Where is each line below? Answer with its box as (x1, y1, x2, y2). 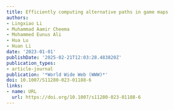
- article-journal (6, 65, 53, 72)
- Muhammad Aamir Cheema (6, 26, 70, 32)
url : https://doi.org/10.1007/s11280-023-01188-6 (12, 94, 141, 100)
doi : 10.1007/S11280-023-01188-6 (6, 77, 92, 83)
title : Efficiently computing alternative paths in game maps (6, 9, 168, 15)
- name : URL (6, 89, 37, 95)
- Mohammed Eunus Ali (6, 32, 62, 38)
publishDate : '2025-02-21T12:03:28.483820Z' (6, 54, 122, 61)
